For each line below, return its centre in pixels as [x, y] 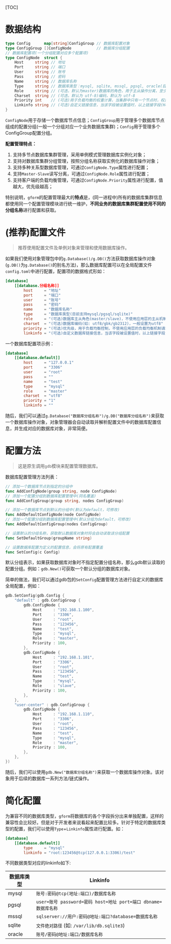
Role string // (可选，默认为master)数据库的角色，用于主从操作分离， [87, 91]
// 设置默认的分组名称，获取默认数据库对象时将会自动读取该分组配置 [67, 533]
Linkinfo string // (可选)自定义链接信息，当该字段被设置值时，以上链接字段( [89, 105]
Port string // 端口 [40, 67]
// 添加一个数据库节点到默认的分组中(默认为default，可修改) [63, 510]
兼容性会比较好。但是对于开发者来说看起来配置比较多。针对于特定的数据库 [83, 822]
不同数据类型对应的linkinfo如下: [38, 863]
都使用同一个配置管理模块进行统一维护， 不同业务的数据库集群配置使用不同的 [85, 204]
